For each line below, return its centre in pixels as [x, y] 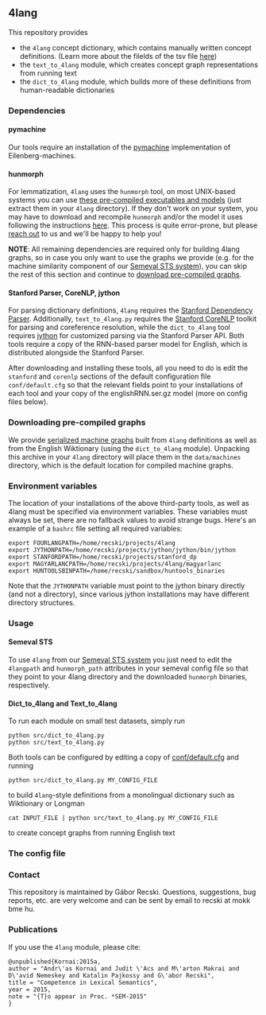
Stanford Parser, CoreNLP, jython [64, 293]
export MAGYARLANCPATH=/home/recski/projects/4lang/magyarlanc [115, 564]
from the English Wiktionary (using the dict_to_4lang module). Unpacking [129, 448]
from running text [48, 73]
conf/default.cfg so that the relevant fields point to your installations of [126, 385]
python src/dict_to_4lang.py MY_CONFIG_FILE [83, 780]
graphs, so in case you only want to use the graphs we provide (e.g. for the [131, 258]
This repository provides [48, 32]
